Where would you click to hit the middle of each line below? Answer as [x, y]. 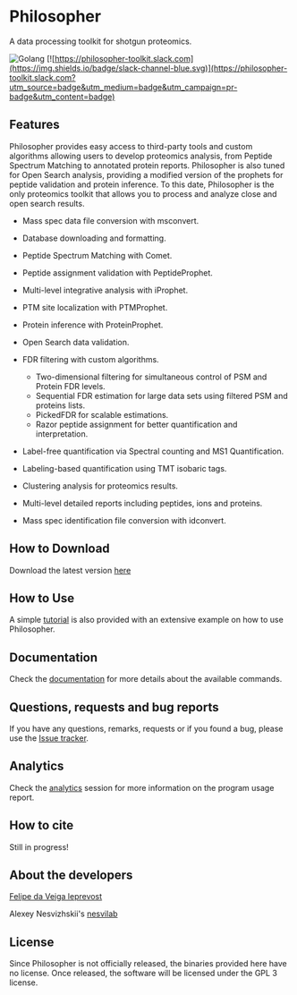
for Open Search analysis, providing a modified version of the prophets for [146, 174]
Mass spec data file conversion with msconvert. [110, 220]
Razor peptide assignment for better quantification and [136, 424]
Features [34, 125]
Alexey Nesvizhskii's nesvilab [64, 914]
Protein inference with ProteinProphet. [93, 325]
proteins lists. [60, 405]
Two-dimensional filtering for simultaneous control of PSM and [151, 377]
